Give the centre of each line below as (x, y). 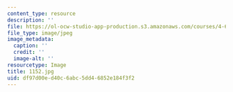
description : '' (31, 20)
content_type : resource (42, 13)
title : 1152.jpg (31, 71)
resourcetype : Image (37, 65)
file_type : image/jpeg (40, 33)
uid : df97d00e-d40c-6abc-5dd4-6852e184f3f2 (71, 78)
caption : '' (31, 46)
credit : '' (29, 53)
